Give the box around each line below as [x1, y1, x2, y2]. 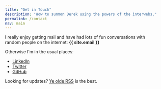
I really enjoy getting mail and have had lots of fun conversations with [5, 34, 146, 40]
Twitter [12, 64, 27, 69]
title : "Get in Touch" [5, 7, 52, 12]
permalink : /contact [5, 16, 48, 21]
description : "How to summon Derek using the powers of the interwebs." [5, 12, 157, 17]
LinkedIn [12, 58, 30, 64]
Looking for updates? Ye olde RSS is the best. [5, 78, 97, 84]
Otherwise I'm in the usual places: [5, 49, 74, 55]
